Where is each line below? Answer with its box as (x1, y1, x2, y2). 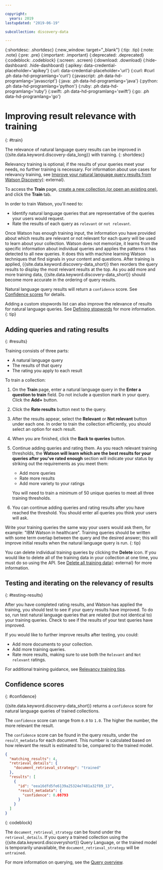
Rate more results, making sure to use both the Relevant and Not (12, 651, 141, 657)
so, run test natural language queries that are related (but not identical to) (5, 612, 152, 618)
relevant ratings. (12, 657, 46, 663)
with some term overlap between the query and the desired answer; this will (5, 535, 158, 541)
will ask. (12, 515, 29, 521)
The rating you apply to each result (12, 368, 83, 373)
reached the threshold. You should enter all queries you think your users (12, 510, 157, 515)
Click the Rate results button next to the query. (12, 406, 107, 412)
